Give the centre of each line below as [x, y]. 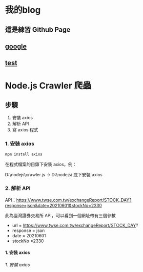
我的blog [23, 10]
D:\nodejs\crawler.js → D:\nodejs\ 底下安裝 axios [54, 174]
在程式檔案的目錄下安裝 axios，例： [41, 164]
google [16, 46]
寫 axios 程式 [25, 130]
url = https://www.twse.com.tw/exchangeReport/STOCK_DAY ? [75, 225]
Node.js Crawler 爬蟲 [48, 85]
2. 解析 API [18, 188]
